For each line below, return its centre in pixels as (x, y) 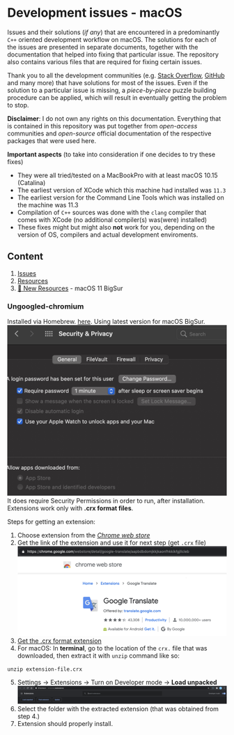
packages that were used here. (52, 140)
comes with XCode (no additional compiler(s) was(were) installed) (112, 220)
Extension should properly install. (65, 724)
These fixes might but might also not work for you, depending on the (116, 227)
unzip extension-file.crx (45, 669)
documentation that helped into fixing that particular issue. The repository (113, 54)
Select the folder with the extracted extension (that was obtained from (118, 709)
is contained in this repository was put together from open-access (102, 126)
